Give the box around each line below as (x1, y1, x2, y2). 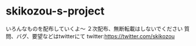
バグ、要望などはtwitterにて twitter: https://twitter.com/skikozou (16, 32, 175, 40)
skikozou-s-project (5, 4, 105, 18)
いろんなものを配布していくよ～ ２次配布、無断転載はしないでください (5, 25, 183, 32)
